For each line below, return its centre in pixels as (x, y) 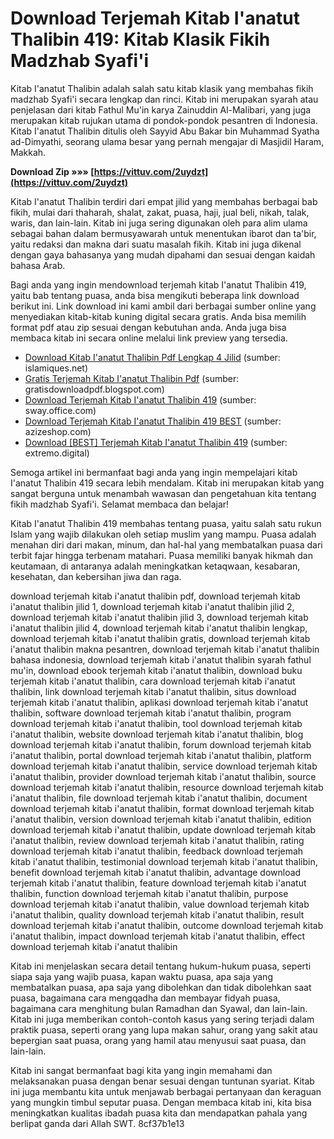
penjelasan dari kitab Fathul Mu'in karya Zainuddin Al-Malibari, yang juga (161, 109)
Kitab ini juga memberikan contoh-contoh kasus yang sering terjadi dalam (162, 1019)
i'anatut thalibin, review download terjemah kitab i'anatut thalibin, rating (157, 840)
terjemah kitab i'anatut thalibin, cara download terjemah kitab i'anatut (153, 681)
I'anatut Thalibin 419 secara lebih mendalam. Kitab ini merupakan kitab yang (167, 483)
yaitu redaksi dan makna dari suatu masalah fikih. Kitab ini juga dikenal (156, 244)
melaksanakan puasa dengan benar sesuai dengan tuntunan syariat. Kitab (162, 1081)
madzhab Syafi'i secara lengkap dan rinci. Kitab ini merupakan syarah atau (164, 99)
